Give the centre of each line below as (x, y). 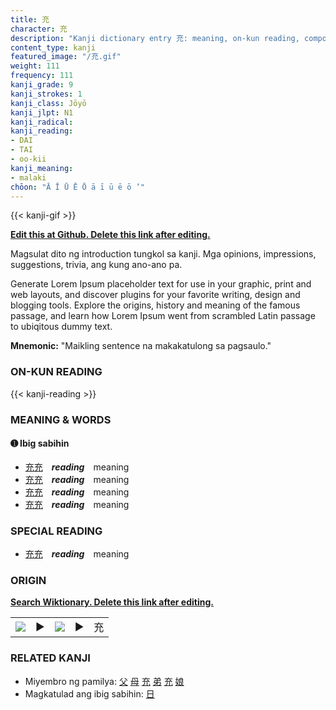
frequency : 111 (42, 76)
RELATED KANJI (50, 658)
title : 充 (30, 19)
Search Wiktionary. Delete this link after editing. (112, 602)
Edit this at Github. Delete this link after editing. (110, 235)
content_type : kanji (53, 47)
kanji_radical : (42, 122)
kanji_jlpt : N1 (42, 112)
